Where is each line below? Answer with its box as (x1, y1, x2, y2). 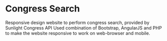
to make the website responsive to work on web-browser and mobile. (5, 30, 151, 36)
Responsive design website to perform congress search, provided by (5, 19, 150, 25)
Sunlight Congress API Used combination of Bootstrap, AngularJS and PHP (5, 24, 162, 30)
